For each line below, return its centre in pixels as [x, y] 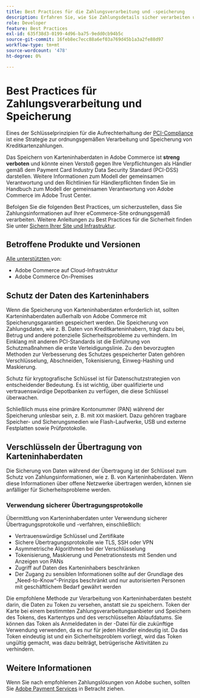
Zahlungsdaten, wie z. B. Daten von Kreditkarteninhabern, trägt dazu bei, [96, 329]
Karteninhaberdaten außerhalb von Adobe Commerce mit [76, 316]
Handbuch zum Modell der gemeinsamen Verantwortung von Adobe [90, 189]
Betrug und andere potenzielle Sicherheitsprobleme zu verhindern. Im [92, 336]
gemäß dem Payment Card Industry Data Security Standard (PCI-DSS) [92, 170]
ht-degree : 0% [24, 56]
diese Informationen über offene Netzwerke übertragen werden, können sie [99, 483]
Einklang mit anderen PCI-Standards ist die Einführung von [78, 342]
